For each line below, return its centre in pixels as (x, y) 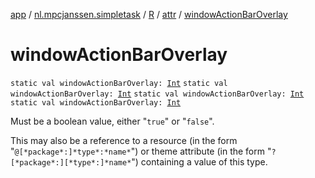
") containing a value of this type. (199, 161)
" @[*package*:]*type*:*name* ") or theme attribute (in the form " (141, 151)
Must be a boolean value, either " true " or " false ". (112, 121)
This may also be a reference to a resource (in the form (124, 140)
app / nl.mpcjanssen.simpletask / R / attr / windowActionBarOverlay (149, 14)
